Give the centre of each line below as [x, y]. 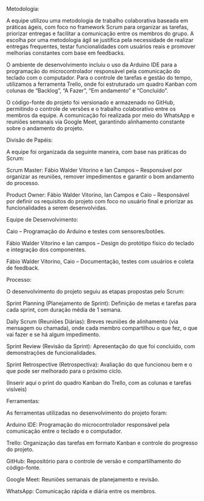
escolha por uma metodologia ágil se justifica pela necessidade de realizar [100, 40]
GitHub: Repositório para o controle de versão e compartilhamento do [94, 461]
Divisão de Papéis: [30, 140]
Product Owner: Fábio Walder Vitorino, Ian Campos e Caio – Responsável [98, 195]
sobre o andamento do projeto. [45, 128]
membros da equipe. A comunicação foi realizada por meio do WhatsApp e [100, 115]
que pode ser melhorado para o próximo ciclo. [65, 371]
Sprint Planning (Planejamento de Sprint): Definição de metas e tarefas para [101, 303]
